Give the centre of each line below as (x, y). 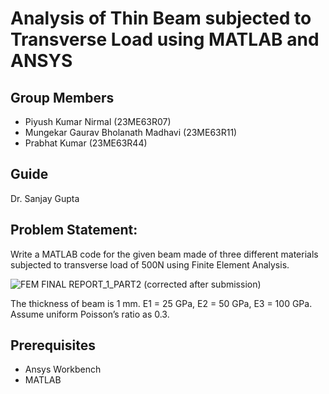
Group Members (62, 97)
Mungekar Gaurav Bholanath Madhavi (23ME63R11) (131, 132)
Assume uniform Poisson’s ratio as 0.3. (90, 314)
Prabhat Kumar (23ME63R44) (86, 143)
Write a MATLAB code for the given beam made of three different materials (164, 254)
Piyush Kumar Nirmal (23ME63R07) (98, 121)
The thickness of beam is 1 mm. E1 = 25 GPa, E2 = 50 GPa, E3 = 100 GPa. (161, 303)
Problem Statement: (74, 230)
